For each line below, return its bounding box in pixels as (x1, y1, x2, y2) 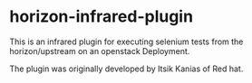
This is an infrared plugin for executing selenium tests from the (9, 36, 244, 47)
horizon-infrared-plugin (9, 6, 193, 27)
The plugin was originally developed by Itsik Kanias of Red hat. (9, 63, 244, 74)
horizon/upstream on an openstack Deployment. (9, 45, 190, 56)
